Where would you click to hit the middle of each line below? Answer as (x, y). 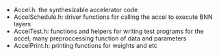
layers (22, 24)
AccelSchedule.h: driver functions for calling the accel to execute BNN (113, 17)
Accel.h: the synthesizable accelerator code (76, 10)
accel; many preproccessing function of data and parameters (100, 38)
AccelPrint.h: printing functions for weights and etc (85, 46)
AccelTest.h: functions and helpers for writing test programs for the (108, 31)
